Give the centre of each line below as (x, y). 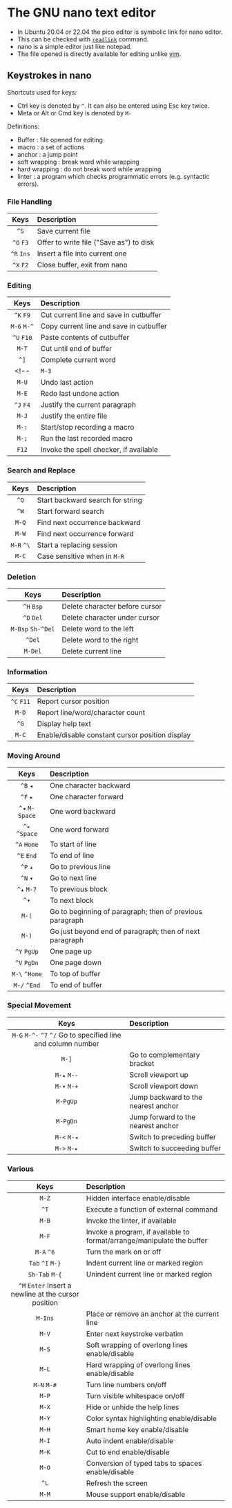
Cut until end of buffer (76, 349)
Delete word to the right (100, 640)
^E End (27, 856)
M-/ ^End (27, 985)
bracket (142, 1063)
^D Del (33, 618)
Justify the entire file (74, 416)
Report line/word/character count (91, 713)
